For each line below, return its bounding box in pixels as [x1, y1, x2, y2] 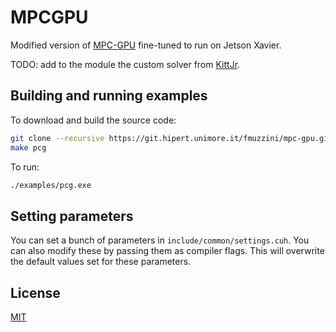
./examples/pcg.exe [10, 180, 92, 190]
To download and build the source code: [10, 114, 177, 126]
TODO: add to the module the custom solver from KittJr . [10, 58, 241, 70]
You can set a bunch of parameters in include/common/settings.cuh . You [10, 234, 310, 246]
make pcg [10, 142, 47, 153]
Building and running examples [10, 87, 208, 105]
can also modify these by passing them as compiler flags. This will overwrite [10, 245, 325, 257]
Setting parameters [10, 207, 134, 225]
